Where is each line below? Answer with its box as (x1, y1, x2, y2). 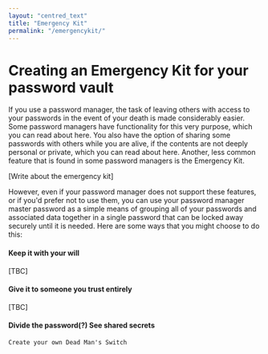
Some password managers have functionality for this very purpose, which (8, 122, 253, 132)
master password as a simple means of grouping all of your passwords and (8, 204, 257, 214)
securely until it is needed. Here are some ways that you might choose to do (8, 222, 260, 231)
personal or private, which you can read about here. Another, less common (8, 148, 256, 157)
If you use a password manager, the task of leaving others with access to (8, 105, 250, 115)
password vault (8, 78, 114, 96)
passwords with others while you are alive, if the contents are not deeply (8, 139, 249, 149)
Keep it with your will (8, 248, 80, 258)
